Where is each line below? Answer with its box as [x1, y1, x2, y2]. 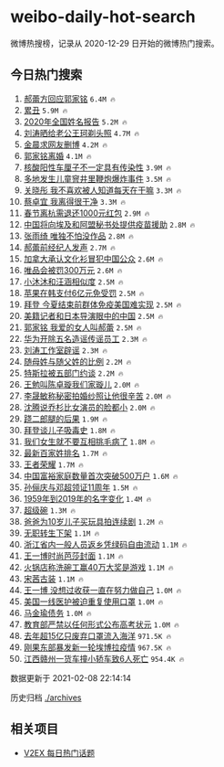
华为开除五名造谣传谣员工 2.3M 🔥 [23, 333, 148, 344]
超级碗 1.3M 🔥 [23, 505, 76, 516]
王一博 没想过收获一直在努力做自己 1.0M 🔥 [23, 584, 182, 595]
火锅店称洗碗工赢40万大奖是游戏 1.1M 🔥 [23, 561, 174, 572]
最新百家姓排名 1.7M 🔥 [23, 447, 108, 458]
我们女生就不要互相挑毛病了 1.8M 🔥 [23, 436, 156, 447]
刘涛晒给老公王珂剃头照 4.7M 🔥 [23, 127, 140, 138]
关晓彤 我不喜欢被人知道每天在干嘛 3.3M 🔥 [23, 185, 182, 196]
